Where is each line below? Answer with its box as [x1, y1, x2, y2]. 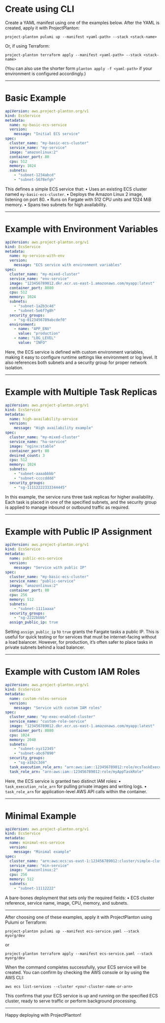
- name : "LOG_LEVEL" [14, 335, 56, 341]
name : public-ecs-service [9, 556, 63, 561]
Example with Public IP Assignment [5, 526, 152, 537]
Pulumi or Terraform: [5, 919, 47, 925]
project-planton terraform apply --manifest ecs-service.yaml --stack [5, 951, 153, 956]
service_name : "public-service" [9, 579, 76, 584]
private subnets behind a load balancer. [5, 644, 85, 650]
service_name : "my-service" [9, 145, 67, 150]
